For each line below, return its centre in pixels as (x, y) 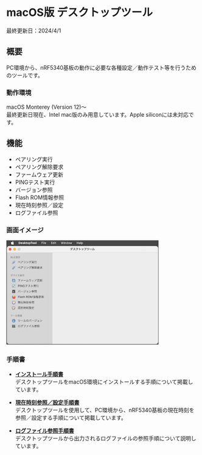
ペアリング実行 (34, 159)
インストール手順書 (39, 374)
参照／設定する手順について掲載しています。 (71, 417)
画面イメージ (25, 230)
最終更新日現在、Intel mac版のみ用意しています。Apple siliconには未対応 (97, 115)
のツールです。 (25, 75)
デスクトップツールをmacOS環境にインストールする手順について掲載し (104, 382)
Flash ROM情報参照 (40, 197)
